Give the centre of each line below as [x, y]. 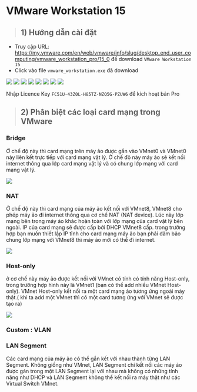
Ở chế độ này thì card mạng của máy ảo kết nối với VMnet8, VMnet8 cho [94, 208]
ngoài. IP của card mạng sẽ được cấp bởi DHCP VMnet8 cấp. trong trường [96, 227]
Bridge [16, 138]
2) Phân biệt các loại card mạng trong [90, 112]
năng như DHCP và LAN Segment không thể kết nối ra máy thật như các [93, 377]
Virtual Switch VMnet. [32, 383]
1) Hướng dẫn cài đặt [59, 33]
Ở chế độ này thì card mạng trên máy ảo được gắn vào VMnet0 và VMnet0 [96, 151]
